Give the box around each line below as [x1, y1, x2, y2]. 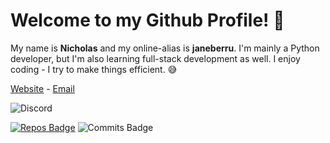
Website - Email [10, 82, 75, 94]
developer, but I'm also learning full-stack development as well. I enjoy [10, 52, 301, 64]
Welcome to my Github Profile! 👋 [10, 9, 285, 32]
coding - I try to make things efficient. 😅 [10, 63, 178, 75]
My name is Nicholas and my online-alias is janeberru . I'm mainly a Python [10, 42, 320, 54]
